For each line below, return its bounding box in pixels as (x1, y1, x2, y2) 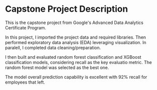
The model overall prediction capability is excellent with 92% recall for (5, 74, 147, 80)
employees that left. (5, 79, 45, 85)
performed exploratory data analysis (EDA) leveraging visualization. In (5, 39, 146, 45)
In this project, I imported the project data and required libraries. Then (5, 34, 146, 40)
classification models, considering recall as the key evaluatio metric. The (5, 59, 152, 65)
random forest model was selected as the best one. (5, 65, 109, 70)
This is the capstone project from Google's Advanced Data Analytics (5, 20, 144, 25)
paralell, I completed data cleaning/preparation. (5, 45, 101, 50)
